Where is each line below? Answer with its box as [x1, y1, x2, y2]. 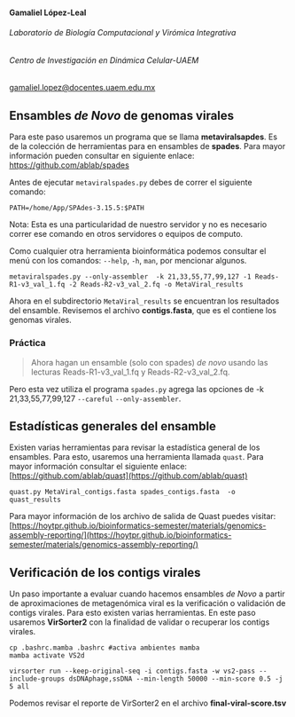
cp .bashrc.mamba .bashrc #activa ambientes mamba [9, 643, 200, 652]
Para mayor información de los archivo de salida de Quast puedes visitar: [9, 511, 276, 522]
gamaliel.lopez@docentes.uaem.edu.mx [9, 83, 156, 93]
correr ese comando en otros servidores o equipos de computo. [9, 229, 244, 240]
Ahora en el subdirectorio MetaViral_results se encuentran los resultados [9, 295, 280, 306]
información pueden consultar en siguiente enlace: [9, 151, 195, 162]
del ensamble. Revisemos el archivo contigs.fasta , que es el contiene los [9, 305, 277, 316]
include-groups [9, 674, 66, 683]
